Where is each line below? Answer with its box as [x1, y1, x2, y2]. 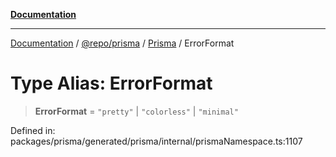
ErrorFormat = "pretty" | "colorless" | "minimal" [34, 105, 239, 117]
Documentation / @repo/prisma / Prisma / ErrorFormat [10, 37, 235, 49]
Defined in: [10, 124, 56, 136]
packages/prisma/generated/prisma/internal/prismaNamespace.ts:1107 [10, 135, 303, 147]
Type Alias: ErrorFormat [10, 72, 213, 95]
